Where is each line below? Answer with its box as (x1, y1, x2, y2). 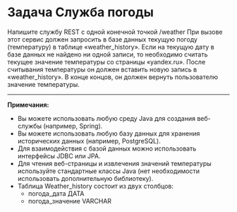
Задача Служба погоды (7, 4, 154, 20)
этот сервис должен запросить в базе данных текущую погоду (7, 35, 197, 43)
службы (17, 122, 42, 130)
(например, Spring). (43, 122, 103, 130)
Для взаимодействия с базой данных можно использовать (17, 144, 197, 153)
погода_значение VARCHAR (28, 196, 111, 205)
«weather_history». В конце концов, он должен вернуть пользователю (7, 72, 219, 81)
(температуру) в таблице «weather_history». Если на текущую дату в (7, 42, 214, 51)
